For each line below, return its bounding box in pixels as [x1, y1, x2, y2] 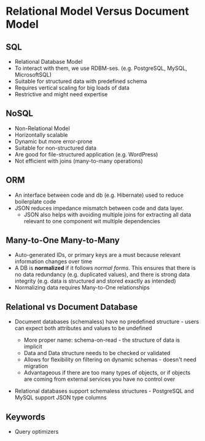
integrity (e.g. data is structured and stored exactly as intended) [14, 277, 176, 285]
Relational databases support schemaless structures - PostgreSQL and [14, 388, 195, 395]
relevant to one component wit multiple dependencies [23, 217, 161, 224]
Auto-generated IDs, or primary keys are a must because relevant [14, 251, 181, 259]
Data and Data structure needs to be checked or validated [23, 350, 171, 357]
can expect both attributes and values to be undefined [14, 324, 152, 332]
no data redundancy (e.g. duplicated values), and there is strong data [14, 271, 190, 278]
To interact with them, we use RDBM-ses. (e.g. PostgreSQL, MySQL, [14, 64, 188, 72]
